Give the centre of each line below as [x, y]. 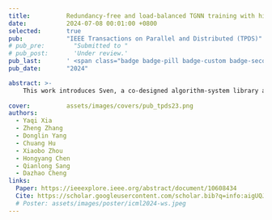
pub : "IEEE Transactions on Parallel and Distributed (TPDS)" [136, 38]
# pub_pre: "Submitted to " [68, 46]
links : [19, 181]
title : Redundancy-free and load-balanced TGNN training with [132, 16]
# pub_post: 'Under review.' [68, 53]
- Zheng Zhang [39, 129]
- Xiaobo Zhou [39, 150]
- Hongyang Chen [43, 159]
